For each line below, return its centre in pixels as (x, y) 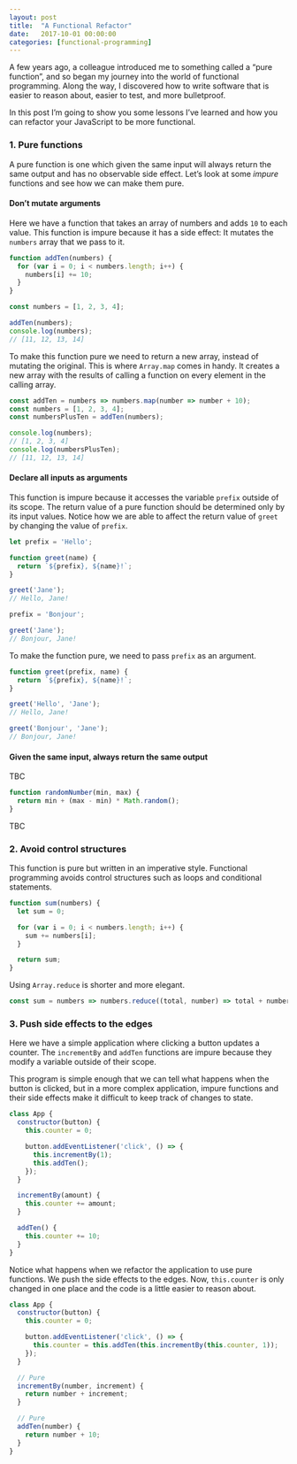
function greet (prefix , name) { (69, 672)
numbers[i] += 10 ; (59, 274)
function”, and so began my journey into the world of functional (124, 77)
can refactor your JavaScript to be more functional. (103, 122)
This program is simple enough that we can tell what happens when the (139, 1079)
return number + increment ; (76, 1394)
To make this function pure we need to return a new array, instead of (134, 356)
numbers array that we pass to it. (67, 242)
